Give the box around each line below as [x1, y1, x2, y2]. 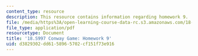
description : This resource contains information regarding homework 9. [6, 14, 189, 20]
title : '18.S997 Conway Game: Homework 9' [6, 36, 112, 41]
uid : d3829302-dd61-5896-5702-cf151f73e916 [6, 41, 115, 47]
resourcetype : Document [6, 30, 65, 36]
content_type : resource [6, 8, 65, 15]
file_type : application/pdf [6, 24, 75, 31]
